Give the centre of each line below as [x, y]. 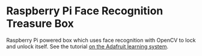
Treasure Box [40, 24]
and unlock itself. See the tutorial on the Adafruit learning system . [87, 46]
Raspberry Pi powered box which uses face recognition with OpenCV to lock [101, 40]
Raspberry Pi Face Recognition [85, 11]
